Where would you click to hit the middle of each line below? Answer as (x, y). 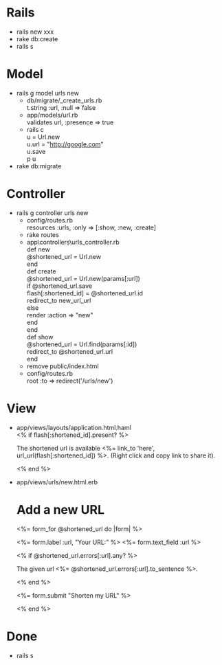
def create (41, 271)
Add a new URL (60, 509)
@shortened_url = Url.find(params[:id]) (82, 344)
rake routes (43, 234)
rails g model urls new (48, 93)
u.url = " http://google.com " (65, 144)
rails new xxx (35, 32)
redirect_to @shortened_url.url (70, 351)
